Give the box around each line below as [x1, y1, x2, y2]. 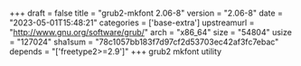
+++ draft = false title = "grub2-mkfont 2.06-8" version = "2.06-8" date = [9, 8, 283, 18]
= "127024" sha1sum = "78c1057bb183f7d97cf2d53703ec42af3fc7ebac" [9, 36, 279, 47]
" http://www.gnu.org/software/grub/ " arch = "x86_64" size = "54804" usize [9, 27, 292, 37]
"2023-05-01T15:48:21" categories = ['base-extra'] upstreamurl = [9, 17, 255, 28]
